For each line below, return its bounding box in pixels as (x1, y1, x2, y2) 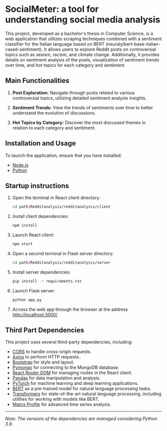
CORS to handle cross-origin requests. (12, 349, 92, 355)
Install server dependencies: (12, 269, 71, 275)
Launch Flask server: (12, 287, 56, 293)
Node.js (12, 162, 29, 168)
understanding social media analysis (5, 14, 161, 25)
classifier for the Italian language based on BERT (5, 41, 105, 47)
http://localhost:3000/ (12, 311, 58, 317)
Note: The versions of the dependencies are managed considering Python (5, 416, 158, 422)
